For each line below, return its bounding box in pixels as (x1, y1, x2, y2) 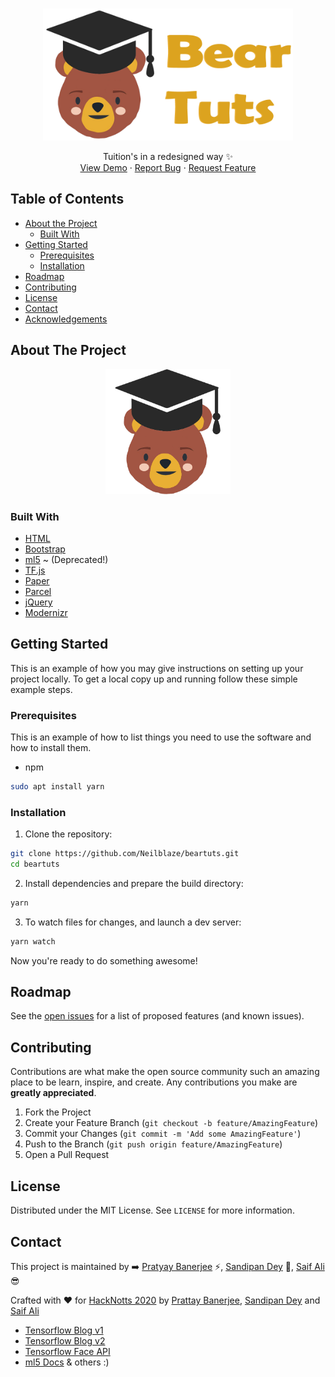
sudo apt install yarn (10, 782, 105, 792)
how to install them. (10, 742, 92, 753)
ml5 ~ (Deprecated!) (24, 553, 109, 565)
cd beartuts (10, 859, 60, 870)
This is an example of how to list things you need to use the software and (10, 731, 312, 743)
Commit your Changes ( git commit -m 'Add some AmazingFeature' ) (24, 1128, 302, 1140)
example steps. (10, 683, 73, 695)
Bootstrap (24, 543, 66, 555)
